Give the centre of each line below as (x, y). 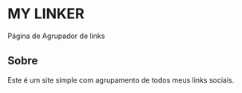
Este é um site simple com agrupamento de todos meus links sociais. (121, 79)
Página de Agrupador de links (56, 36)
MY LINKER (46, 14)
